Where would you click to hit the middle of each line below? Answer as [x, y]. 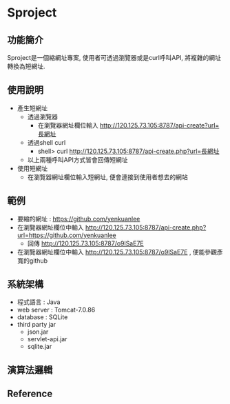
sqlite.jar [40, 347]
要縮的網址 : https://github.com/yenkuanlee [79, 219]
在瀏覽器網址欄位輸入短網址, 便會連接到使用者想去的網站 [107, 176]
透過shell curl [46, 142]
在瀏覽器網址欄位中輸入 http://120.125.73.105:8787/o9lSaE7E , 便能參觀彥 [120, 252]
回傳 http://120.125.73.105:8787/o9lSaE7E [85, 243]
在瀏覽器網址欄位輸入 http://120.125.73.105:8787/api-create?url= [128, 125]
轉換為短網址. [27, 66]
